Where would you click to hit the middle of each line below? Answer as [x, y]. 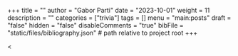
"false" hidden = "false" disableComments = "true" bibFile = [95, 25]
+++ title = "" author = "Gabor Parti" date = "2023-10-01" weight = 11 [109, 10]
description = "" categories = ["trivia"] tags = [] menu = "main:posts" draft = [119, 18]
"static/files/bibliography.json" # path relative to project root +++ [103, 33]
